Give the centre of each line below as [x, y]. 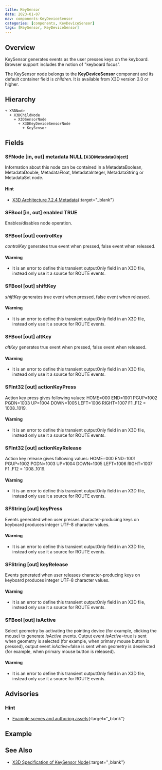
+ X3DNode [15, 111]
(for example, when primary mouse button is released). [60, 651]
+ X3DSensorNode [30, 119]
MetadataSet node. [24, 178]
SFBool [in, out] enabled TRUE [41, 212]
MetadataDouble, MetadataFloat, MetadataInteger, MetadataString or [74, 172]
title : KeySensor [23, 10]
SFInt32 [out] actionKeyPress [41, 387]
